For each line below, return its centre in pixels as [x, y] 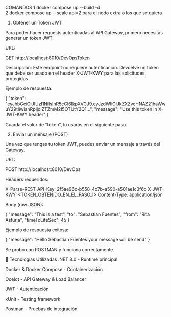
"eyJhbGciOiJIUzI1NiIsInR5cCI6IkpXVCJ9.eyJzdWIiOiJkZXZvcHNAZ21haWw [86, 104]
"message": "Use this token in [126, 109]
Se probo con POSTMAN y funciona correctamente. [60, 249]
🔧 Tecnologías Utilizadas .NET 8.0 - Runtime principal [62, 259]
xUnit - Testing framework [33, 299]
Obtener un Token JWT [37, 23]
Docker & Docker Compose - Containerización [54, 269]
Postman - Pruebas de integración [41, 309]
